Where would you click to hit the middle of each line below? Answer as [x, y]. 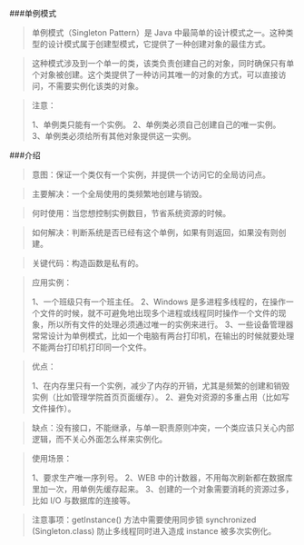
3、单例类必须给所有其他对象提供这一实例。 [114, 136]
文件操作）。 [54, 408]
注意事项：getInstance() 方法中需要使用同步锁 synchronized [144, 520]
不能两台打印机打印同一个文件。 [91, 347]
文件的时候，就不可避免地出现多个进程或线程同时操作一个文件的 [159, 313]
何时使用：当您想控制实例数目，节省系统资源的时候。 [131, 213]
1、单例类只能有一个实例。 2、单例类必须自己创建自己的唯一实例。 [156, 124]
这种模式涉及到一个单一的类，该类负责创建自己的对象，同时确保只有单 [163, 63]
